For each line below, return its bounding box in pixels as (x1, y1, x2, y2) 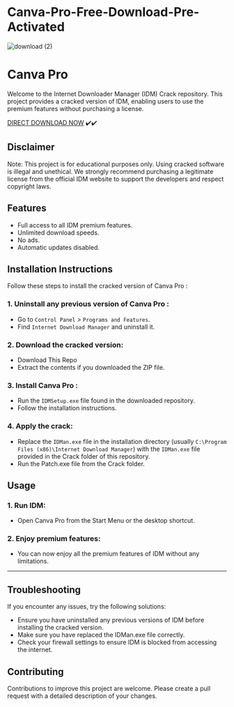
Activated (7, 19, 65, 35)
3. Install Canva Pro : (7, 380, 79, 390)
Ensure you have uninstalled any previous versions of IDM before (17, 616, 205, 625)
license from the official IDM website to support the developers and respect (7, 174, 224, 183)
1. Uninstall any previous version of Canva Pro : (7, 299, 169, 309)
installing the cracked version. (17, 623, 104, 632)
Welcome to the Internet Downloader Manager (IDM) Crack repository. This (7, 89, 223, 98)
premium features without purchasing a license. (7, 104, 144, 112)
